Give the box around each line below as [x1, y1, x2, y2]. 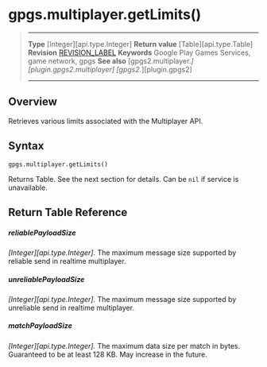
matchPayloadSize [8, 321, 73, 330]
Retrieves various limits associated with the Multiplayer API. [8, 116, 203, 126]
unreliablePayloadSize [8, 274, 85, 284]
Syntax [8, 139, 44, 153]
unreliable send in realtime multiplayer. [8, 303, 135, 312]
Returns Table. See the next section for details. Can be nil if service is [8, 174, 239, 183]
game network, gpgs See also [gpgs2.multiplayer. [27, 56, 192, 65]
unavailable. [8, 183, 48, 192]
